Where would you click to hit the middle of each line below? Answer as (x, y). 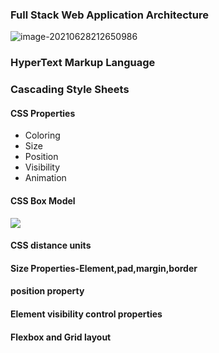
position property (47, 291)
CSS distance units (51, 245)
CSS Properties (43, 113)
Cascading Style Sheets (70, 90)
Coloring (42, 135)
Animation (45, 178)
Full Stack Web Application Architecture (109, 15)
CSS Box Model (43, 200)
